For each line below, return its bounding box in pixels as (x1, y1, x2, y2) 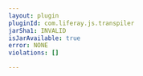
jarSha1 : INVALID (8, 26, 67, 34)
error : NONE (8, 42, 48, 50)
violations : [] (8, 49, 59, 57)
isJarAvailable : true (8, 34, 81, 42)
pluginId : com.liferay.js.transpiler (8, 19, 135, 27)
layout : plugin (8, 11, 59, 20)
